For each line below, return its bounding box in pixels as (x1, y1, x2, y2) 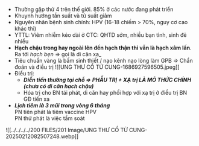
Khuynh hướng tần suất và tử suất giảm (14, 12, 112, 19)
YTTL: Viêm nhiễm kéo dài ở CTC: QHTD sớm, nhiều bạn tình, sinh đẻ (14, 31, 187, 39)
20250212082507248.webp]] (5, 133, 79, 140)
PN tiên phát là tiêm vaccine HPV (14, 109, 97, 115)
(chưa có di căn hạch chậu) (23, 83, 94, 90)
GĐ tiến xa (23, 95, 50, 103)
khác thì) (14, 25, 37, 32)
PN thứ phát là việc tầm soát (14, 115, 85, 122)
